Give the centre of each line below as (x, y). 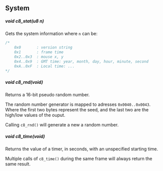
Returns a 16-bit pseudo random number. (47, 95)
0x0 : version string (43, 48)
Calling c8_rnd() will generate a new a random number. (62, 125)
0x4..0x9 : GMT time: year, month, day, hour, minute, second (81, 61)
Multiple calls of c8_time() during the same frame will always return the (79, 159)
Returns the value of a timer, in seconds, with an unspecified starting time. (82, 149)
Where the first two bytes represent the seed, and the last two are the (77, 110)
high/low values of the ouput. (35, 115)
